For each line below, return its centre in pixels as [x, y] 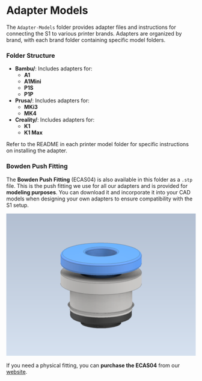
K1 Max [33, 132]
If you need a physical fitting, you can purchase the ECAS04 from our [93, 365]
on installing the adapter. [37, 150]
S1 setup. [17, 205]
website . [17, 371]
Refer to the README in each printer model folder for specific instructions [98, 144]
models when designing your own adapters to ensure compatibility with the [99, 199]
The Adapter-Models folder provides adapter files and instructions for [91, 27]
